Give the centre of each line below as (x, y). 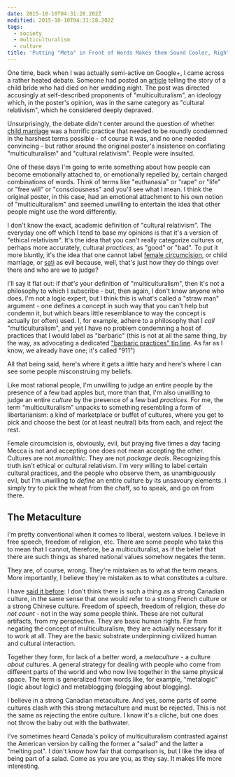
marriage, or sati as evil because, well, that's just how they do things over (113, 262)
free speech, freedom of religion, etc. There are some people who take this (115, 542)
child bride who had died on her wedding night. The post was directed (108, 88)
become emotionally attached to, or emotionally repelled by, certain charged (117, 174)
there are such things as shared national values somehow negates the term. (116, 556)
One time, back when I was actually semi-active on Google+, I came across (116, 73)
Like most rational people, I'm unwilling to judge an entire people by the (110, 385)
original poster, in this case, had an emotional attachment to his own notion (115, 196)
